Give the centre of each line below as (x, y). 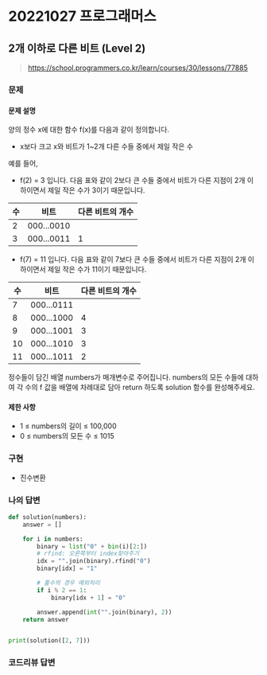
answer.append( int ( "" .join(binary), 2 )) (104, 612)
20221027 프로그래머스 (82, 16)
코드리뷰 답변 (32, 663)
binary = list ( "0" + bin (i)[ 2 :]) (92, 546)
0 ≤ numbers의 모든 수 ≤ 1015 (67, 436)
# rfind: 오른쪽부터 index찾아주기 (88, 554)
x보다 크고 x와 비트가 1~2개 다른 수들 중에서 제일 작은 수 (106, 146)
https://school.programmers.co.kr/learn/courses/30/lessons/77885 (138, 68)
